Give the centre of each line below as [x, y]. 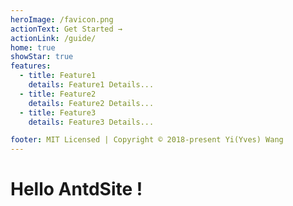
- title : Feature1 [58, 76]
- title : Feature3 [58, 112]
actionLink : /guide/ [53, 38]
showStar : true [42, 57]
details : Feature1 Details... [91, 85]
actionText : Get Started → [66, 29]
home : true [33, 47]
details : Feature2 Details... [91, 103]
